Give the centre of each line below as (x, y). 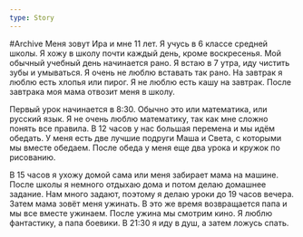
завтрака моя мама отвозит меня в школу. (92, 91)
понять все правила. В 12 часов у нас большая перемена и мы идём (142, 128)
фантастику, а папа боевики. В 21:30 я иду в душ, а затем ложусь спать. (149, 223)
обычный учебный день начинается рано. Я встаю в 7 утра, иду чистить (150, 62)
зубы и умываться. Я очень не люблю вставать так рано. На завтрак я (146, 72)
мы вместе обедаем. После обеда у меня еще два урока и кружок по (145, 147)
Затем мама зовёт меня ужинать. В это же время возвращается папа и (148, 204)
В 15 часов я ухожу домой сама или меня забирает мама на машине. (144, 175)
